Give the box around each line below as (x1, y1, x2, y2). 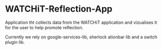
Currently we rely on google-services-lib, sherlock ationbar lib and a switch (5, 34, 158, 40)
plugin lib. (5, 39, 25, 45)
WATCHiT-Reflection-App (5, 3, 113, 15)
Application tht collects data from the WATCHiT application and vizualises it (5, 19, 158, 25)
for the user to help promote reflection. (5, 24, 84, 30)
